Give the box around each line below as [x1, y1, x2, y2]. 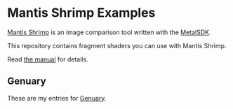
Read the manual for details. [7, 54, 89, 64]
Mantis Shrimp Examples [7, 5, 156, 21]
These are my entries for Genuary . [7, 94, 107, 102]
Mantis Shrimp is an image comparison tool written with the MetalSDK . [7, 28, 211, 36]
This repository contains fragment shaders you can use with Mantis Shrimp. [7, 41, 227, 50]
